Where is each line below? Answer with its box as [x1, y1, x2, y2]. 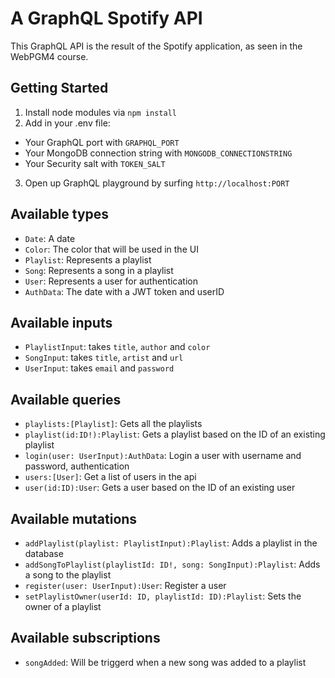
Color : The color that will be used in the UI [24, 243, 199, 255]
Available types [10, 206, 110, 223]
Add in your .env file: [24, 117, 111, 129]
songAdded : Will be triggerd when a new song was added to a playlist [24, 656, 307, 668]
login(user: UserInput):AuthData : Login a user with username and [24, 450, 302, 462]
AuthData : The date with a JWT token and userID [24, 285, 225, 297]
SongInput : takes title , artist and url [24, 352, 184, 364]
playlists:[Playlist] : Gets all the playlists [24, 418, 203, 430]
